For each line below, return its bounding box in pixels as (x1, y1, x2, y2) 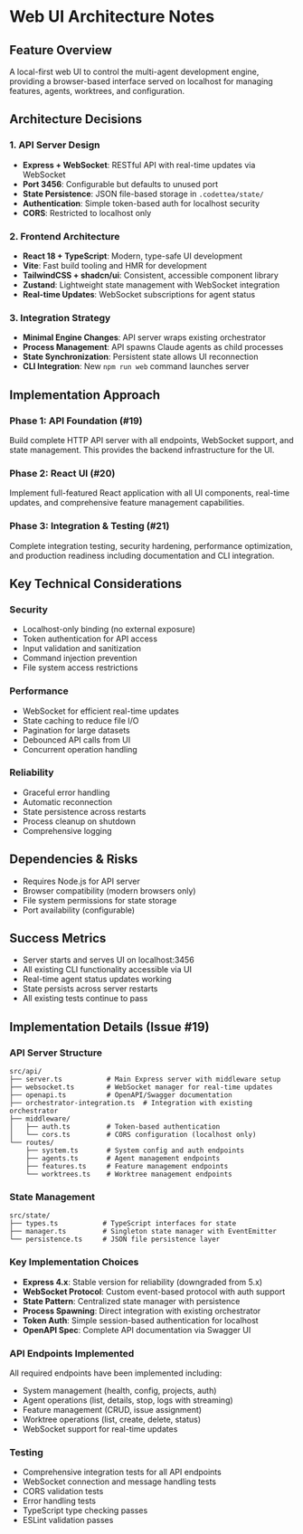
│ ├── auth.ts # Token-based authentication (9, 1122, 221, 1132)
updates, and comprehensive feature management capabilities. (9, 497, 245, 508)
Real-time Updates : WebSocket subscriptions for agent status (22, 289, 256, 299)
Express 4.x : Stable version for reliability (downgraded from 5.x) (22, 1276, 263, 1287)
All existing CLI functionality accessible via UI (22, 964, 193, 975)
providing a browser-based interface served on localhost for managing (9, 76, 273, 87)
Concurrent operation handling (22, 743, 137, 754)
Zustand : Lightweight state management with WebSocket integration (22, 279, 280, 290)
